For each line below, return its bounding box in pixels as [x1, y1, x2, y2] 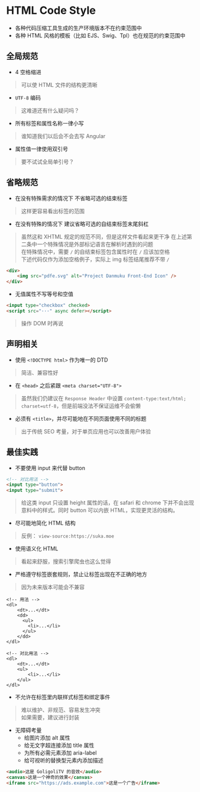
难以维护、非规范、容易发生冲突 [20, 706, 101, 714]
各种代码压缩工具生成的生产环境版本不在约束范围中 [14, 24, 142, 31]
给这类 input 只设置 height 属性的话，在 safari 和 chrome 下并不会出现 [20, 499, 195, 506]
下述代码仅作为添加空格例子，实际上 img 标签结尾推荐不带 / [20, 256, 170, 263]
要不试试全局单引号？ [20, 158, 74, 165]
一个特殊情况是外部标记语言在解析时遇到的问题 [37, 240, 154, 248]
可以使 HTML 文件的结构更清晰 [20, 81, 98, 88]
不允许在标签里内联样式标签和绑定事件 [14, 694, 110, 701]
